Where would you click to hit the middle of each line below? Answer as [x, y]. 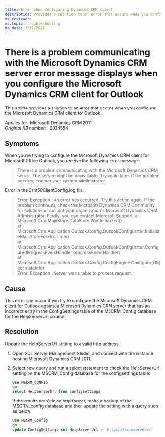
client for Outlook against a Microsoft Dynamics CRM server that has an [78, 306]
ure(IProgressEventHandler [45, 252]
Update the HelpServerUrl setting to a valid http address [62, 344]
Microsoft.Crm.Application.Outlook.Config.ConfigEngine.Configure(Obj [88, 262]
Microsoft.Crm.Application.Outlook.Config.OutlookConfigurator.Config [88, 247]
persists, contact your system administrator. [62, 181]
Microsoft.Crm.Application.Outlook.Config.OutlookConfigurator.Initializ [88, 231]
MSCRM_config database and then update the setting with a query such [85, 406]
